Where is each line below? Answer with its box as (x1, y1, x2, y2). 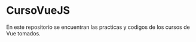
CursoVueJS (6, 4, 71, 17)
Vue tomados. (6, 29, 41, 37)
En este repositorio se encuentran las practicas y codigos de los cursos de (6, 23, 190, 31)
